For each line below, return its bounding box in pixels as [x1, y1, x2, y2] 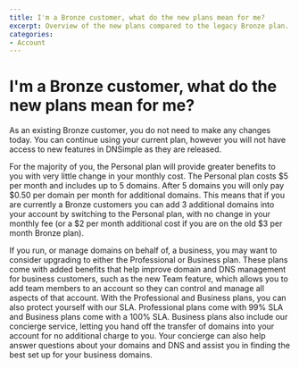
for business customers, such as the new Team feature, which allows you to [9, 273, 288, 284]
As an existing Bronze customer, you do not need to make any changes [9, 125, 270, 136]
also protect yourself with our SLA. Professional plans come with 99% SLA [9, 302, 284, 313]
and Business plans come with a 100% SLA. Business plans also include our [9, 312, 288, 323]
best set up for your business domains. [9, 349, 154, 360]
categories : [9, 29, 54, 38]
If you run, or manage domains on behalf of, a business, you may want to [9, 245, 278, 256]
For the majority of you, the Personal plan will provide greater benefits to [9, 162, 277, 172]
